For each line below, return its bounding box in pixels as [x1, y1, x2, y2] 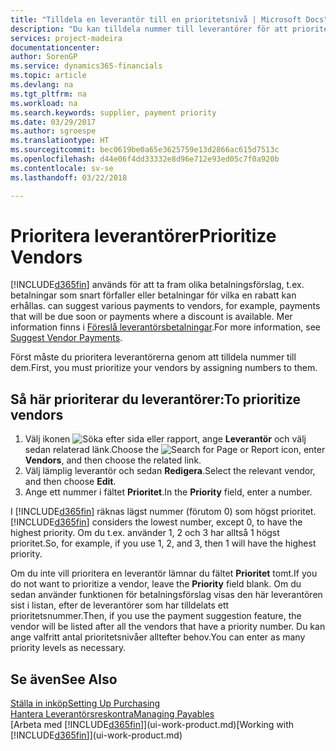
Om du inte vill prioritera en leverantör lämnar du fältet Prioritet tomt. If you [10, 567, 318, 580]
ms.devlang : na [10, 80, 74, 90]
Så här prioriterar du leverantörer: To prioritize [10, 391, 302, 408]
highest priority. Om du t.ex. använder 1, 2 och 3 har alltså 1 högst [10, 527, 280, 539]
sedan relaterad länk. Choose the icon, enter [24, 444, 326, 456]
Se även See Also [10, 671, 118, 688]
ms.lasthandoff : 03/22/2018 [10, 172, 128, 183]
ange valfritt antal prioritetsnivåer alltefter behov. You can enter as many [10, 631, 306, 643]
